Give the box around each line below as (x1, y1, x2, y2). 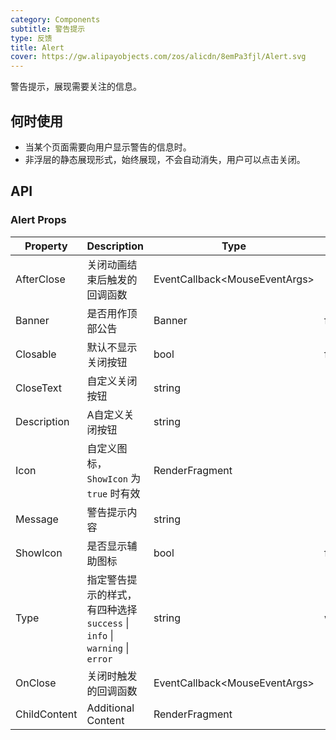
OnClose (15, 676, 57, 690)
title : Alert (10, 42, 65, 53)
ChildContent (15, 707, 78, 721)
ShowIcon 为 (86, 471, 142, 485)
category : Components (10, 14, 101, 25)
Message (15, 512, 59, 526)
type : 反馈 (10, 33, 53, 43)
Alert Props (10, 213, 67, 227)
